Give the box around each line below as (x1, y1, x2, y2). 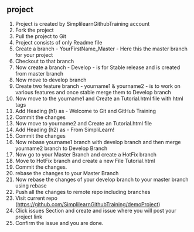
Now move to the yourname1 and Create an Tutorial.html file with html (15, 95, 183, 102)
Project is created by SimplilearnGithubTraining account (15, 20, 150, 27)
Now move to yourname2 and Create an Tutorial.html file (15, 120, 152, 127)
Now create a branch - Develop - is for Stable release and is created (15, 64, 181, 71)
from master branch (15, 70, 64, 77)
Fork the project (15, 26, 55, 33)
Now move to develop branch (15, 76, 87, 83)
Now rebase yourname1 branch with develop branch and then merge (15, 138, 181, 145)
